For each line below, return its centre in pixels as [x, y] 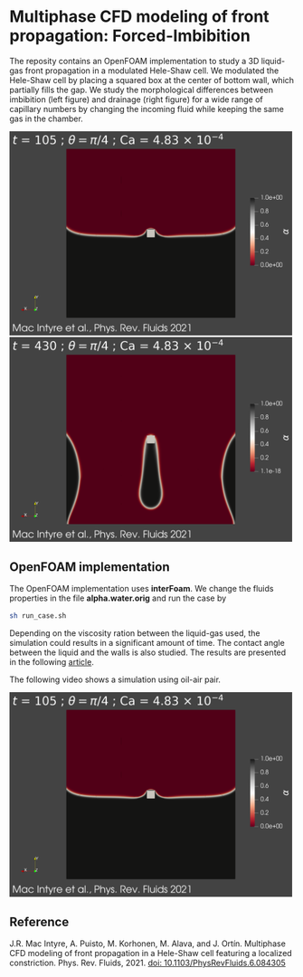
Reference [39, 922]
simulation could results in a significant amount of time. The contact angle [147, 643]
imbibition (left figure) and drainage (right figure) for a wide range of [137, 99]
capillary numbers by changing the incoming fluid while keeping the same [147, 109]
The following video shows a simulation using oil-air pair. [115, 679]
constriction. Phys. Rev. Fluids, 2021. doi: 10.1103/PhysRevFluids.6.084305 [148, 963]
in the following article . [52, 662]
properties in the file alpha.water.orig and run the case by [118, 598]
